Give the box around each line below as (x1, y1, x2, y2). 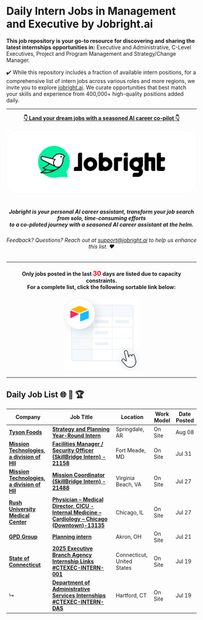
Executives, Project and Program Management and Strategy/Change (6, 50, 176, 57)
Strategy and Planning (52, 425, 110, 433)
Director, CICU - (52, 502, 95, 510)
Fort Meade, (115, 447, 146, 454)
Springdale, (115, 425, 144, 433)
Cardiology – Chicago (52, 515, 108, 522)
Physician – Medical (52, 496, 104, 503)
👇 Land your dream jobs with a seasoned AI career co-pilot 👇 (23, 114, 180, 122)
